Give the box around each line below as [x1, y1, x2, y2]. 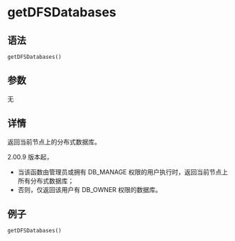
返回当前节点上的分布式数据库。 [7, 138, 101, 146]
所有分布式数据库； [17, 176, 75, 185]
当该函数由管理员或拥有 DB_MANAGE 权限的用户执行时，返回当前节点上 [17, 167, 229, 176]
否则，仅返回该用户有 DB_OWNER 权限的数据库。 [17, 185, 162, 194]
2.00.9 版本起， [7, 152, 53, 161]
